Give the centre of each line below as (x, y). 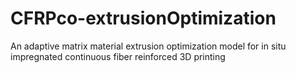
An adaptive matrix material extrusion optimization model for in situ (148, 46)
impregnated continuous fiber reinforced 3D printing (118, 56)
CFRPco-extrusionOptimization (143, 18)
